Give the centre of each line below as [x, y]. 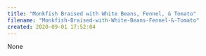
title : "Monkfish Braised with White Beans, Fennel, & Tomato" [102, 14]
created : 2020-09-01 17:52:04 [52, 27]
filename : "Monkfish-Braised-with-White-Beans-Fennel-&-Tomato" [103, 20]
